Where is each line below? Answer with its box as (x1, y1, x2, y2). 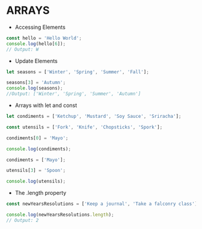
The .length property (14, 189, 67, 197)
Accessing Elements (14, 23, 66, 31)
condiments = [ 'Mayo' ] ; (6, 157, 66, 163)
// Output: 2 (6, 217, 39, 223)
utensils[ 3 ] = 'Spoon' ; (6, 168, 66, 174)
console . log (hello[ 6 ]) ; (6, 40, 66, 47)
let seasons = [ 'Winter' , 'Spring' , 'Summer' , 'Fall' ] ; (6, 69, 149, 75)
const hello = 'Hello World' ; (6, 35, 82, 41)
